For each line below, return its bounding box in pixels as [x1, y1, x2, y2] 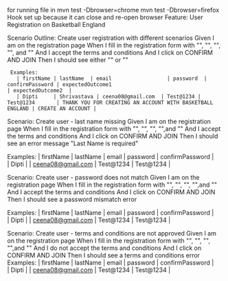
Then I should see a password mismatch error [7, 196, 137, 203]
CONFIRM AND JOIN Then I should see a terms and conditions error [7, 251, 201, 259]
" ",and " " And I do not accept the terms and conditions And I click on [7, 244, 201, 252]
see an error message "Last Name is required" [7, 139, 139, 147]
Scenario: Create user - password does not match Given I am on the [7, 174, 200, 181]
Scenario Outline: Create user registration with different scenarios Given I [7, 34, 214, 42]
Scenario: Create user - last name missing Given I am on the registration [7, 117, 212, 125]
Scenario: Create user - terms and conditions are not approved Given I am [7, 229, 216, 237]
